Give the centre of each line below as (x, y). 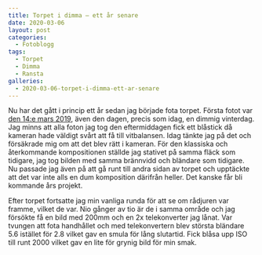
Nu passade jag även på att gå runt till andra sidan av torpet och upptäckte (129, 169)
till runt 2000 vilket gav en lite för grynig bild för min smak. (103, 242)
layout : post (29, 30)
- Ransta (29, 74)
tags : (17, 52)
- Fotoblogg (35, 45)
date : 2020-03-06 (36, 23)
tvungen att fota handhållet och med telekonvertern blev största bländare (126, 226)
